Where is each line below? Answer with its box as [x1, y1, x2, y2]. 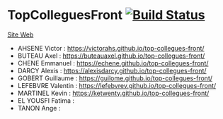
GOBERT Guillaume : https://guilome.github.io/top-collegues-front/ [17, 74, 213, 82]
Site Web [7, 30, 34, 39]
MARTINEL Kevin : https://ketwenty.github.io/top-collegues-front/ [17, 89, 210, 97]
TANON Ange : [17, 104, 61, 112]
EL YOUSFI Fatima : [17, 96, 75, 105]
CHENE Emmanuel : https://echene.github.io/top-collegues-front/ [17, 58, 209, 67]
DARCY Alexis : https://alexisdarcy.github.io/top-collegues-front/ [17, 66, 207, 75]
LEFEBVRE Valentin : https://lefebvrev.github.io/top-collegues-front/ [17, 81, 217, 89]
